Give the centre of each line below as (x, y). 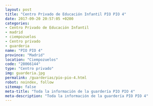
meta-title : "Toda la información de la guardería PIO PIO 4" (70, 91)
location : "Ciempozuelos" (31, 60)
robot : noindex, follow (30, 82)
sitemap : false (21, 87)
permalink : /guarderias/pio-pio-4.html (46, 78)
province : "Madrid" (25, 55)
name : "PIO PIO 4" (24, 50)
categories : (17, 23)
